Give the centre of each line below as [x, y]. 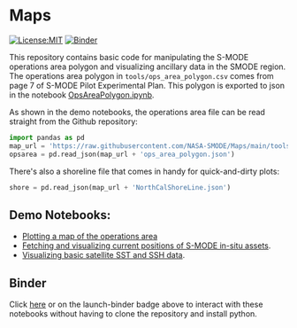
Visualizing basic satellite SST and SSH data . [103, 255]
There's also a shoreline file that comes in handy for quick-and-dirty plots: [145, 171]
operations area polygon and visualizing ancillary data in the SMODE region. [148, 66]
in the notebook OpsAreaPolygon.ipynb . [82, 95]
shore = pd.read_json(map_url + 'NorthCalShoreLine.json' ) [120, 187]
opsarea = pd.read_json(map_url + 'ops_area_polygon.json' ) [122, 154]
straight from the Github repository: [74, 121]
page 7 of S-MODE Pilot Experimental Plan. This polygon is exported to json [147, 85]
